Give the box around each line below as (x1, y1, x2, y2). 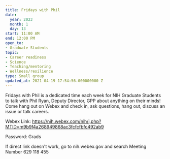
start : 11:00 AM (5, 31, 40, 36)
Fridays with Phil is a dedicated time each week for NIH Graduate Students (5, 92, 161, 98)
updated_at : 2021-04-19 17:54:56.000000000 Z (5, 78, 103, 83)
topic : (5, 50, 19, 55)
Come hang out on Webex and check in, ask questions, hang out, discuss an (5, 103, 165, 109)
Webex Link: (5, 118, 31, 124)
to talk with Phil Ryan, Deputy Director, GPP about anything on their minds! (5, 98, 161, 104)
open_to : (5, 41, 24, 46)
